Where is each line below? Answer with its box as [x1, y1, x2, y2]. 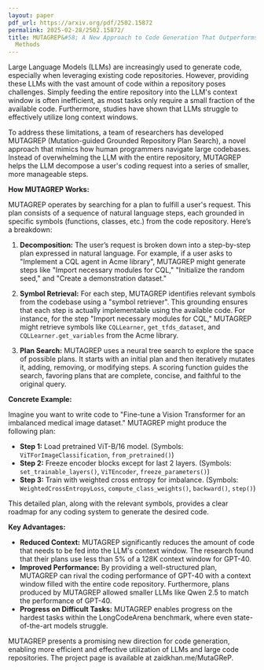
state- [233, 613, 254, 622]
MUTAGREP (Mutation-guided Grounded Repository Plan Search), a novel [8, 136, 246, 145]
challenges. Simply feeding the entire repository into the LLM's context [8, 87, 238, 97]
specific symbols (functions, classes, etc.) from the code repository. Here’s [8, 217, 251, 226]
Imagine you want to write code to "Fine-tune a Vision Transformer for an [8, 410, 246, 419]
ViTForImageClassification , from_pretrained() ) [19, 450, 174, 460]
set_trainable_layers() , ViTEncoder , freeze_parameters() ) [19, 467, 210, 477]
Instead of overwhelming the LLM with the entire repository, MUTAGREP [8, 153, 241, 162]
